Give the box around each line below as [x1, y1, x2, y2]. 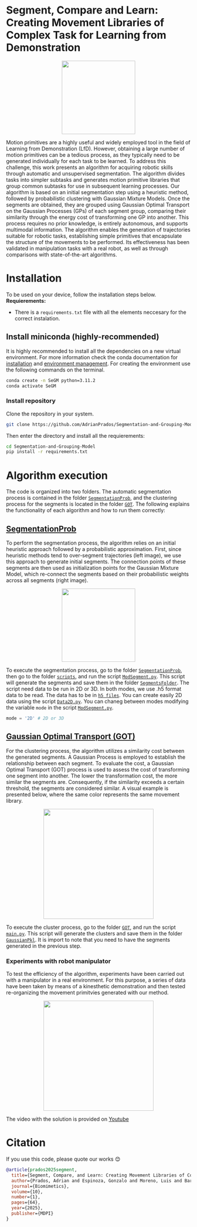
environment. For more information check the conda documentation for [6, 353, 178, 361]
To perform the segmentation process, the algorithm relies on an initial [6, 539, 176, 546]
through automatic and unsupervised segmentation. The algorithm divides [6, 170, 185, 177]
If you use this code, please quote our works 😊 [6, 1155, 121, 1162]
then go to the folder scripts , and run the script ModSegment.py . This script [6, 673, 185, 680]
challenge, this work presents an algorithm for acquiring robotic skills [6, 164, 173, 171]
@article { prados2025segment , [6, 1167, 77, 1173]
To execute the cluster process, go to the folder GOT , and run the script [6, 924, 176, 931]
